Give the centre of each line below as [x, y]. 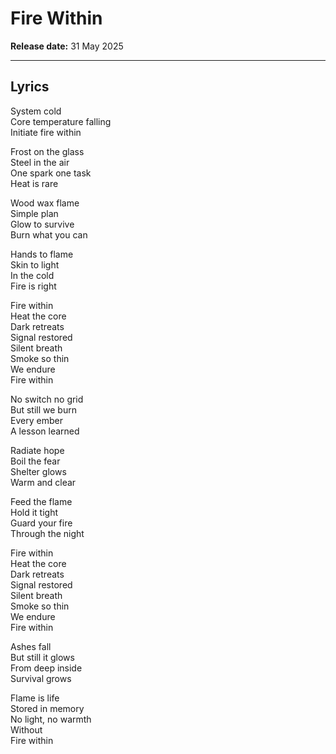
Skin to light [35, 264]
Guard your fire [41, 523]
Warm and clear [43, 482]
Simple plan [34, 213]
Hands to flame [42, 254]
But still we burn [43, 409]
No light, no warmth [51, 719]
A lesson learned [45, 431]
